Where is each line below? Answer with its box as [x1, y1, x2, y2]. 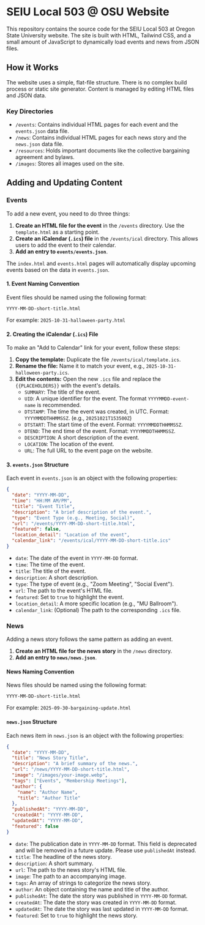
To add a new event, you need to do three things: [6, 210, 130, 217]
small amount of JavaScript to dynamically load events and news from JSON [6, 38, 199, 45]
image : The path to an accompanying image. [15, 872, 127, 880]
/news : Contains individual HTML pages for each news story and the [15, 134, 187, 141]
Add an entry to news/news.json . [15, 654, 97, 661]
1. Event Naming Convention [6, 280, 80, 288]
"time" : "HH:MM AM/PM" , [12, 498, 72, 504]
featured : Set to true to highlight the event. [15, 593, 124, 601]
